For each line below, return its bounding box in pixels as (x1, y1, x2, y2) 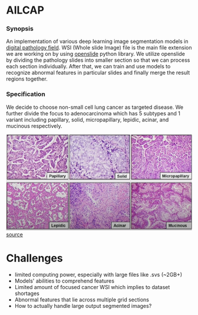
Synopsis (6, 25, 34, 33)
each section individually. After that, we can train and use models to (6, 63, 171, 70)
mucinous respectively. (6, 122, 62, 130)
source (6, 231, 24, 238)
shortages (14, 290, 39, 297)
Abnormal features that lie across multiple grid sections (14, 296, 149, 303)
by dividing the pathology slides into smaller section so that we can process (6, 57, 190, 64)
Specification (6, 90, 45, 98)
